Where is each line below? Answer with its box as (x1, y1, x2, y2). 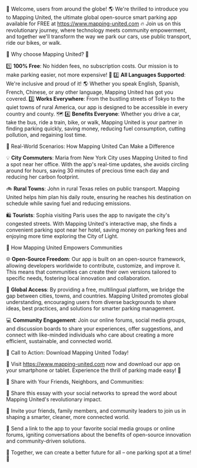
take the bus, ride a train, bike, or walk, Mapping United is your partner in (6, 119, 183, 126)
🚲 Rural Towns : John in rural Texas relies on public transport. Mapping (6, 185, 180, 192)
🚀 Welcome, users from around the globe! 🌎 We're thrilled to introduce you (6, 5, 189, 12)
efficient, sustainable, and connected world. (6, 338, 113, 344)
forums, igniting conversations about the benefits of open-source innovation (6, 431, 191, 438)
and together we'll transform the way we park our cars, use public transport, (6, 33, 191, 40)
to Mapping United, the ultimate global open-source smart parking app (6, 14, 178, 21)
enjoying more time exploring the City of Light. (6, 233, 119, 239)
